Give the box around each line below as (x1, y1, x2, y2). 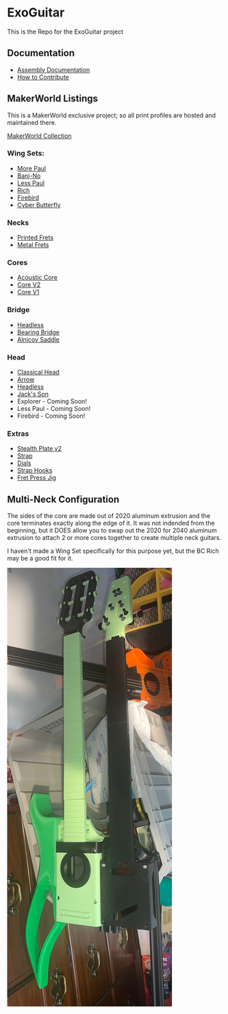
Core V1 (16, 288, 40, 296)
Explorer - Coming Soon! (16, 397, 88, 405)
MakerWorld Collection (7, 132, 72, 140)
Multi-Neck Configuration (7, 493, 120, 505)
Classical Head (16, 368, 60, 377)
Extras (7, 429, 29, 438)
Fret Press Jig (16, 473, 57, 482)
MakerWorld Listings (7, 93, 98, 104)
